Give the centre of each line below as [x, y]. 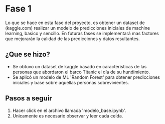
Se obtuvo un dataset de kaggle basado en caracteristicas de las [79, 66]
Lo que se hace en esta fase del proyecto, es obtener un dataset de [75, 23]
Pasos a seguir [29, 98]
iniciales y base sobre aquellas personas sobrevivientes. [71, 82]
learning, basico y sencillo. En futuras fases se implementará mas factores [82, 33]
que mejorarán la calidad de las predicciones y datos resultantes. [72, 39]
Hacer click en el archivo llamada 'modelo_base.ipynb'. [69, 110]
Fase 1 [18, 9]
